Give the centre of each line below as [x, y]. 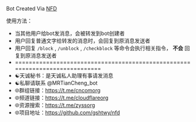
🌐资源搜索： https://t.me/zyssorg [55, 105]
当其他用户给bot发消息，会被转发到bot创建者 [69, 33]
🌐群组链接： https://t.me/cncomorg [58, 90]
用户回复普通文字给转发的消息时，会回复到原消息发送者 [82, 41]
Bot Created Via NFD [32, 9]
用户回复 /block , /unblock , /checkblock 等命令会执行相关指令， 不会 [99, 48]
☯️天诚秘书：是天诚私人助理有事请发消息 [64, 76]
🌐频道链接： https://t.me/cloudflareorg [61, 98]
